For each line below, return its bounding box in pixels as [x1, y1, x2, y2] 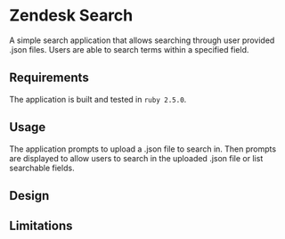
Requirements [9, 70, 89, 86]
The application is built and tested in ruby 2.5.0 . [9, 94, 187, 104]
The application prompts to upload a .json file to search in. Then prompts [9, 144, 277, 154]
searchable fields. [9, 162, 75, 173]
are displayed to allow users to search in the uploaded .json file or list [9, 152, 264, 163]
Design [9, 188, 50, 203]
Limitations [9, 218, 73, 234]
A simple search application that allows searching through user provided [9, 35, 275, 45]
